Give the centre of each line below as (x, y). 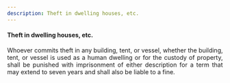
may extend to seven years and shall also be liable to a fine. (91, 71)
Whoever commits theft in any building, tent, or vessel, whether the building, (115, 50)
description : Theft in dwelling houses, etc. (73, 13)
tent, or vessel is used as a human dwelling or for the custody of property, (115, 57)
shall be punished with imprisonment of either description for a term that (115, 65)
